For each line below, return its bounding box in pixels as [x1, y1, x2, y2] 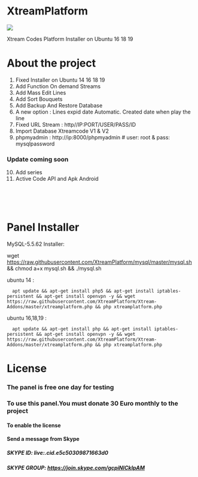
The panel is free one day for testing [7, 383, 114, 392]
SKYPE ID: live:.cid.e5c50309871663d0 [7, 449, 108, 456]
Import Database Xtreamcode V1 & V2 [15, 127, 109, 135]
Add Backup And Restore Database [15, 102, 103, 109]
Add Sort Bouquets [15, 95, 63, 103]
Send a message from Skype [7, 436, 80, 443]
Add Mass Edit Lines [15, 89, 66, 96]
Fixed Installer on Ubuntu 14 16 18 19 [15, 76, 105, 84]
